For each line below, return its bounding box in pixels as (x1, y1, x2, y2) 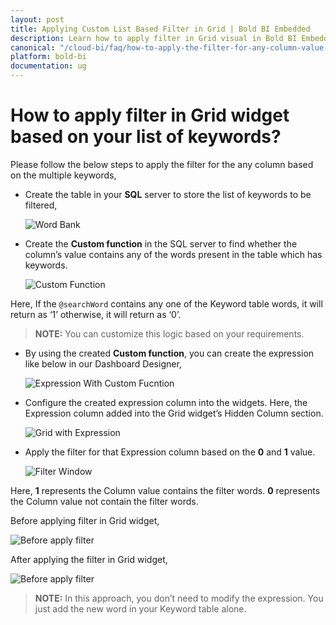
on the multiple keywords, (10, 169, 117, 181)
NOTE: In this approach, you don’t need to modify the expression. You (34, 592, 324, 604)
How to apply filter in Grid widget (10, 104, 290, 127)
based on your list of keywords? (10, 126, 282, 148)
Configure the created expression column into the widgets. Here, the (24, 396, 308, 408)
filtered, (24, 199, 58, 211)
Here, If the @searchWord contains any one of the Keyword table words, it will (10, 297, 323, 310)
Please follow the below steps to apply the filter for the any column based (10, 158, 314, 170)
